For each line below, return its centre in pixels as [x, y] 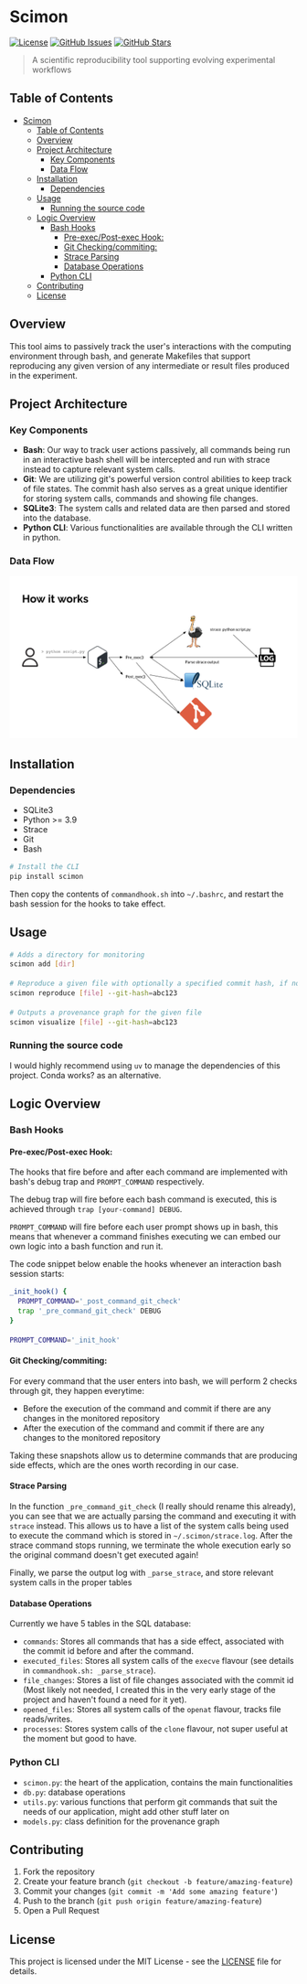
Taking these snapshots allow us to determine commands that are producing [153, 1455]
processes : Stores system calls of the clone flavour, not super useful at [155, 1729]
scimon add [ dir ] [42, 964]
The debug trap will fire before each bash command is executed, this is [143, 1199]
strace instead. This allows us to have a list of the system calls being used [149, 1526]
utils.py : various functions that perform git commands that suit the [150, 1802]
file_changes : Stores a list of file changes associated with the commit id [158, 1680]
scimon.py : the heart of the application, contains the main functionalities [158, 1782]
